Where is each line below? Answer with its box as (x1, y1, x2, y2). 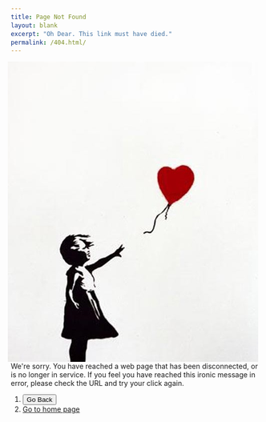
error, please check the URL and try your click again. (10, 379, 184, 388)
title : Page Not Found (10, 13, 87, 21)
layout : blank (10, 21, 58, 30)
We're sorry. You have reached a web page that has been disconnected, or (10, 361, 259, 372)
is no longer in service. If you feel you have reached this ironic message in (10, 370, 256, 380)
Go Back (26, 396, 53, 404)
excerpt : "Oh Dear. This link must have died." (10, 30, 173, 38)
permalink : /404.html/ (10, 38, 87, 46)
